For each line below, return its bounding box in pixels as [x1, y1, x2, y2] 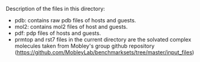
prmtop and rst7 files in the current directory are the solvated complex [14, 36, 191, 43]
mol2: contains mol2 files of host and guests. [14, 23, 128, 30]
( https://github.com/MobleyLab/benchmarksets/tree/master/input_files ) [14, 49, 195, 56]
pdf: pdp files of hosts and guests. [14, 29, 101, 37]
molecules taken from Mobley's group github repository [14, 42, 155, 49]
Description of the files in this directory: [5, 5, 105, 12]
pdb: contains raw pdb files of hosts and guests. [14, 17, 137, 23]
